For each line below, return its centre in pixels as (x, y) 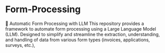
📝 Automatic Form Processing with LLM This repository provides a (75, 23)
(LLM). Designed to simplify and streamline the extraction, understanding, (83, 34)
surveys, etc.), (20, 45)
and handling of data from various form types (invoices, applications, (78, 40)
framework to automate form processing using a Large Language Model (81, 29)
